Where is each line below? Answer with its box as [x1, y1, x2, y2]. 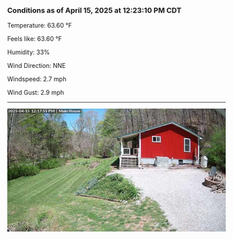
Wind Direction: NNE [7, 62, 66, 70]
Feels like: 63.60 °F [7, 35, 62, 43]
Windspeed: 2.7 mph [7, 75, 67, 83]
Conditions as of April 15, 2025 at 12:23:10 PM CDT [7, 6, 182, 15]
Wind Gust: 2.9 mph [7, 89, 64, 97]
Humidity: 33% [7, 48, 51, 57]
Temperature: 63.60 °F [7, 21, 73, 30]
